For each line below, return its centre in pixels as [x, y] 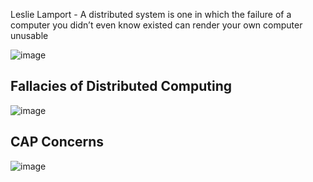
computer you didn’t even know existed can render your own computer [156, 25]
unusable [29, 35]
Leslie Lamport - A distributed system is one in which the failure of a [151, 14]
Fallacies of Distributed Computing [121, 86]
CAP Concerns [57, 142]
